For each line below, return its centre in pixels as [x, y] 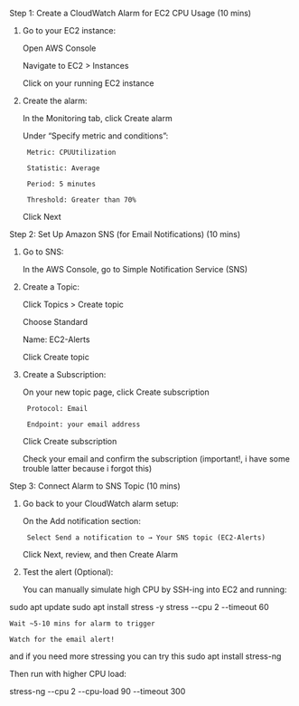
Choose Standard [55, 322]
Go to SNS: [43, 252]
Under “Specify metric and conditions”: [95, 136]
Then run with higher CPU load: [68, 674]
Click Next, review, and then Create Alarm [100, 554]
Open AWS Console [59, 48]
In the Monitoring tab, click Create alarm [98, 118]
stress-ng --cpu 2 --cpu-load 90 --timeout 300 [98, 691]
